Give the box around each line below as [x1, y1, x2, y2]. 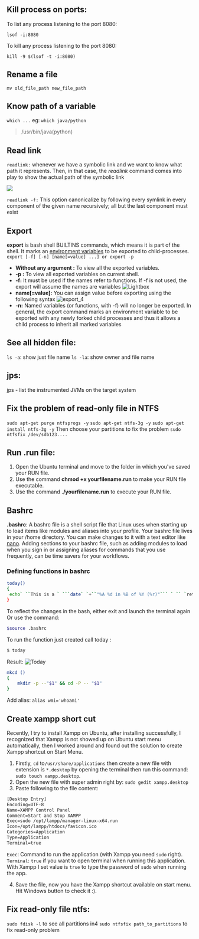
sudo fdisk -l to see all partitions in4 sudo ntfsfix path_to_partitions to [6, 920, 188, 927]
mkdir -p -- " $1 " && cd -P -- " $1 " [17, 680, 102, 686]
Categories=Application [6, 829, 66, 835]
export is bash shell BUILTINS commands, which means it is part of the [6, 241, 180, 248]
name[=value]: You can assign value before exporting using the [15, 289, 172, 297]
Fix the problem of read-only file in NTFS [6, 404, 159, 414]
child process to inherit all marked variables [15, 321, 122, 328]
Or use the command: [6, 614, 60, 621]
